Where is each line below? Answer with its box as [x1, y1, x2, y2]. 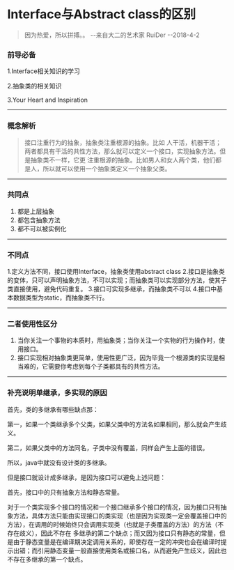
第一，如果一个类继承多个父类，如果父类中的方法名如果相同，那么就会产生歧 [7, 419, 227, 429]
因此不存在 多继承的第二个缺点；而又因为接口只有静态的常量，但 [40, 529, 226, 537]
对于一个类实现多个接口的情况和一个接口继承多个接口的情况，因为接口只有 [7, 502, 221, 511]
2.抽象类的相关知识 [7, 82, 62, 91]
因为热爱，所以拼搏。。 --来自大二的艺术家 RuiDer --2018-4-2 [24, 31, 200, 39]
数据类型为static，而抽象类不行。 [13, 293, 109, 302]
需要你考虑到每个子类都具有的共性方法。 [47, 362, 164, 371]
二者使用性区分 [7, 319, 58, 329]
